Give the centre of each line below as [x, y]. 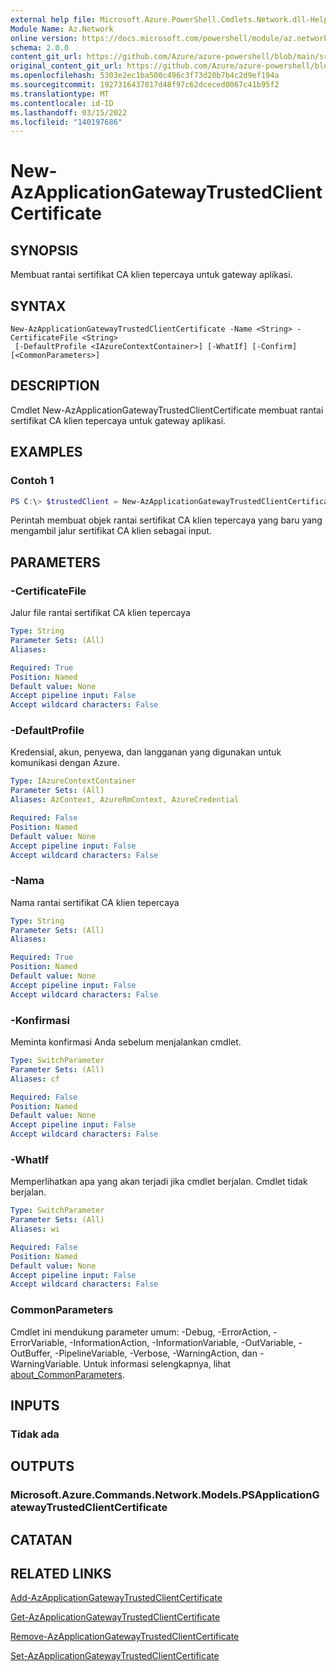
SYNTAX [38, 306]
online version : [44, 38]
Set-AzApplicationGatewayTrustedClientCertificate [115, 1656]
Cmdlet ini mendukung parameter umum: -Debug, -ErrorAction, [141, 1332]
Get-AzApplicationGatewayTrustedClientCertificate [115, 1617]
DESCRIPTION [55, 386]
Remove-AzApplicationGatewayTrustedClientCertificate [125, 1637]
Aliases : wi [35, 1229]
